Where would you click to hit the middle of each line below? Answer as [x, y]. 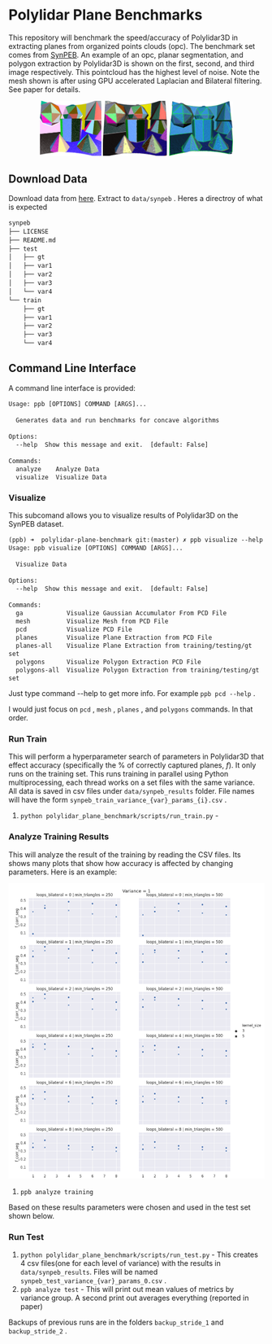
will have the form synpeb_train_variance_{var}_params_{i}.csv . [118, 800]
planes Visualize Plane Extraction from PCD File [114, 638]
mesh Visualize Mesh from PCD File [92, 622]
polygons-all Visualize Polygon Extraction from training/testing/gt [138, 670]
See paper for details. [45, 89]
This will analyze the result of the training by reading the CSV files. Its [125, 854]
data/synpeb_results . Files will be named [89, 1272]
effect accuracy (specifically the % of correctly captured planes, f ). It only [132, 765]
